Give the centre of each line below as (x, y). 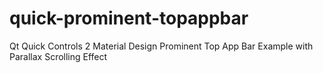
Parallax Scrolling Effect (58, 56)
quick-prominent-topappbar (129, 18)
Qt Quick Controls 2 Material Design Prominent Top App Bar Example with (161, 46)
